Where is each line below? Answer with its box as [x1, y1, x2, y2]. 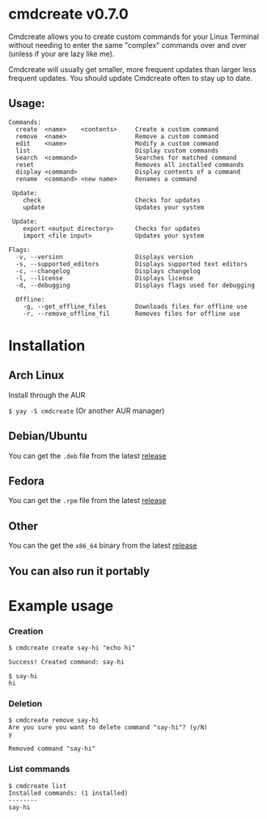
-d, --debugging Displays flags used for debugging [15, 281, 255, 289]
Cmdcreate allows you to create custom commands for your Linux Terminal [8, 32, 259, 41]
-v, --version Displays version [15, 253, 194, 261]
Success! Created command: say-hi [8, 658, 125, 667]
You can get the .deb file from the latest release [8, 450, 167, 460]
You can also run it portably [8, 564, 150, 578]
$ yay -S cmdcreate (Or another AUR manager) [8, 406, 165, 416]
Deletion [8, 697, 43, 709]
